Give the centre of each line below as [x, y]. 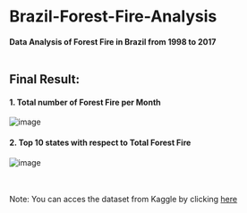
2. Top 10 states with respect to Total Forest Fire [100, 142]
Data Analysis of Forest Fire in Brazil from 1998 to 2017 [113, 41]
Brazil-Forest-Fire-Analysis [113, 17]
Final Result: [45, 79]
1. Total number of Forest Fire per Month [85, 102]
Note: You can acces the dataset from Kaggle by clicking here [123, 199]
